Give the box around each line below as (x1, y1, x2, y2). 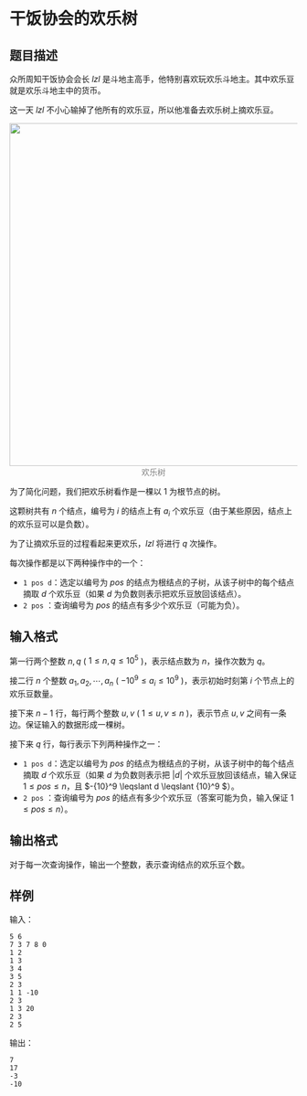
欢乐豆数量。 (9, 687, 58, 699)
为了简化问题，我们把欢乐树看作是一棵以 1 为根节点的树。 (9, 486, 226, 496)
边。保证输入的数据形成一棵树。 (9, 718, 130, 729)
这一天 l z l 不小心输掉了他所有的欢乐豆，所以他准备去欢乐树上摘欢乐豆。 (9, 104, 279, 115)
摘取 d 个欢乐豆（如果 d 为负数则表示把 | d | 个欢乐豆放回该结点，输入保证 (22, 769, 297, 780)
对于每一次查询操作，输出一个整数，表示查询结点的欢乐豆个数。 (9, 858, 249, 869)
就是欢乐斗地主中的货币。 (9, 85, 106, 96)
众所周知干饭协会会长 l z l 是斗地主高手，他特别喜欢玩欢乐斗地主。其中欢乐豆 (9, 74, 295, 84)
